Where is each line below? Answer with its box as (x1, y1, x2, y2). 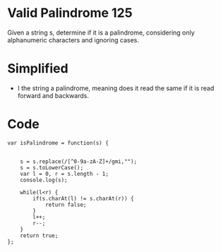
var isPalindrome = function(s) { (7, 139, 109, 146)
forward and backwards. (17, 91, 90, 100)
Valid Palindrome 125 (7, 5, 133, 21)
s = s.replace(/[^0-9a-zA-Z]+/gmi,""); (20, 157, 138, 165)
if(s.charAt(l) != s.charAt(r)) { (32, 195, 134, 202)
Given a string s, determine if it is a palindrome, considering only (7, 28, 196, 37)
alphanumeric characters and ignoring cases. (7, 35, 139, 44)
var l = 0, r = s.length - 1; (20, 170, 109, 177)
